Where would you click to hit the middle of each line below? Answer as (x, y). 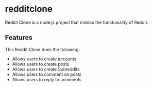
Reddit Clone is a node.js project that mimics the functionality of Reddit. (77, 22)
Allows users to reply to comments (47, 79)
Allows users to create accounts (44, 59)
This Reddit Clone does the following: (42, 49)
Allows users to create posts (41, 64)
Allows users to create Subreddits (46, 69)
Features (19, 38)
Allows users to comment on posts (47, 74)
